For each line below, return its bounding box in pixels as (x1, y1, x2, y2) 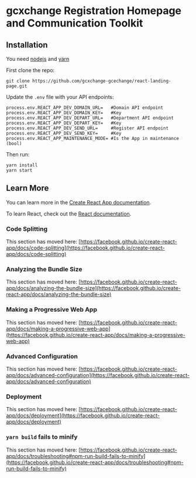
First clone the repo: (6, 67, 55, 74)
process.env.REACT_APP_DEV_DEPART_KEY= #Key (6, 120, 122, 126)
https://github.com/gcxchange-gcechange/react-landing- (32, 78, 171, 84)
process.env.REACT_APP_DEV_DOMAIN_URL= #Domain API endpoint (6, 105, 164, 111)
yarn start (6, 168, 33, 173)
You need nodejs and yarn (6, 56, 70, 62)
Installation (6, 40, 48, 50)
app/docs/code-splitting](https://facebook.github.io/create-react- (6, 244, 165, 251)
